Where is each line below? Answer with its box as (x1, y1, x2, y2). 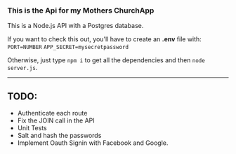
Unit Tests (17, 124, 47, 132)
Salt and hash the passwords (17, 132, 102, 140)
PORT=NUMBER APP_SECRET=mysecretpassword (7, 44, 129, 51)
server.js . (7, 64, 38, 72)
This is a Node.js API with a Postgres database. (7, 22, 144, 30)
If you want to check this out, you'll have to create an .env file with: (7, 35, 202, 43)
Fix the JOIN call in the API (17, 116, 95, 125)
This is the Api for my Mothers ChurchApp (7, 6, 155, 15)
